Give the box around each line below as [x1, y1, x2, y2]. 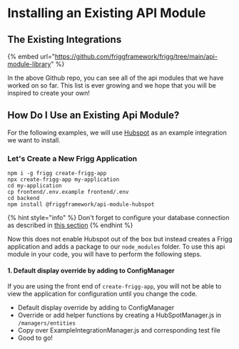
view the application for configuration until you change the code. [7, 290, 198, 298]
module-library [7, 60, 51, 68]
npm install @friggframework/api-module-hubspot [7, 201, 155, 208]
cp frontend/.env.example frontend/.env [7, 189, 130, 196]
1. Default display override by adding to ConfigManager [7, 266, 175, 275]
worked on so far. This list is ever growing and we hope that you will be [7, 81, 216, 90]
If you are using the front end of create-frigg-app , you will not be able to [7, 282, 222, 291]
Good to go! [17, 333, 54, 343]
